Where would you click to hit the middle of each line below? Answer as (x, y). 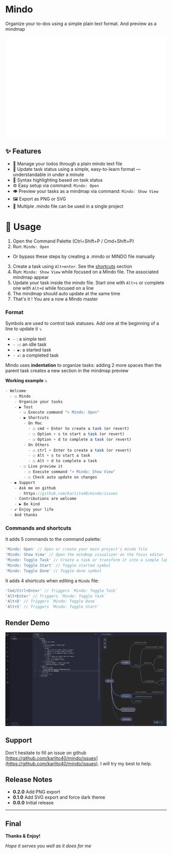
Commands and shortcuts (38, 528)
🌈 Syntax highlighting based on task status (58, 180)
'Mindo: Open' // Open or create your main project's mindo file (76, 549)
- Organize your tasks (39, 402)
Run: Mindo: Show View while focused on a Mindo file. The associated (85, 272)
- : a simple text (29, 339)
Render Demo (28, 623)
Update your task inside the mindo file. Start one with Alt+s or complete (89, 282)
